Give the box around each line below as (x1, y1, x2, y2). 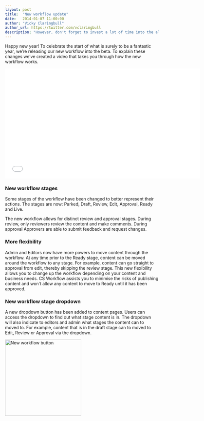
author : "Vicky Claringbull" (5, 20, 64, 26)
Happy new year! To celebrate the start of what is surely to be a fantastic (5, 43, 151, 49)
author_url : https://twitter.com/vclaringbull (5, 25, 101, 30)
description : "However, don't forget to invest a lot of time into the (5, 30, 153, 35)
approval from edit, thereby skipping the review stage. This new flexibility (5, 265, 152, 271)
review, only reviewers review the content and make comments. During (5, 221, 148, 227)
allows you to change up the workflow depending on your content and (5, 270, 146, 276)
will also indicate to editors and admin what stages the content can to (5, 319, 145, 325)
